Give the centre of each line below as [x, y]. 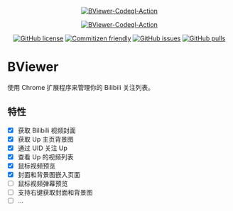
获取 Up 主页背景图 [45, 139]
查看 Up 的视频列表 [45, 156]
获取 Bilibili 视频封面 [47, 130]
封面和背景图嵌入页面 [49, 175]
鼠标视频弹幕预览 [43, 183]
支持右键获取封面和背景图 [55, 193]
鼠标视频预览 [36, 166]
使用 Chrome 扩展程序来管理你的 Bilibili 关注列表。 [81, 87]
